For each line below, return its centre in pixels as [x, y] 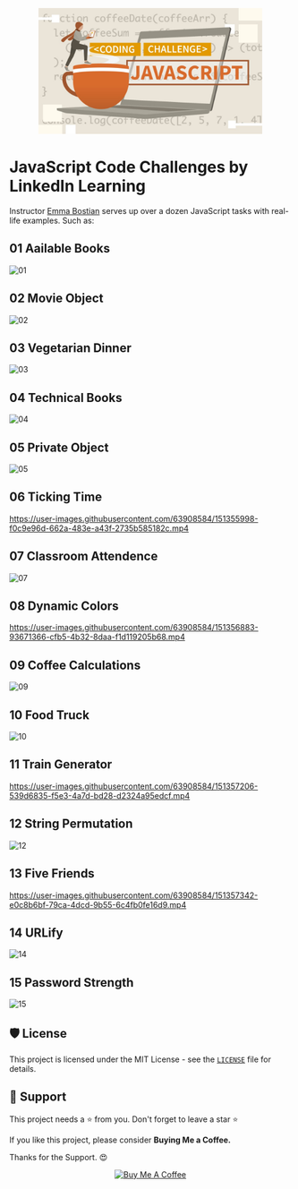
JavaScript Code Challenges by [129, 167]
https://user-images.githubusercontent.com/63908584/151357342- [134, 895]
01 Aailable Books [60, 248]
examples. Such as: [58, 220]
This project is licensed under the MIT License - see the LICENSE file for [140, 1059]
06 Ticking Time [56, 497]
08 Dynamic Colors [64, 607]
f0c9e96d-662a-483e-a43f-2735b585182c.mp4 [99, 528]
